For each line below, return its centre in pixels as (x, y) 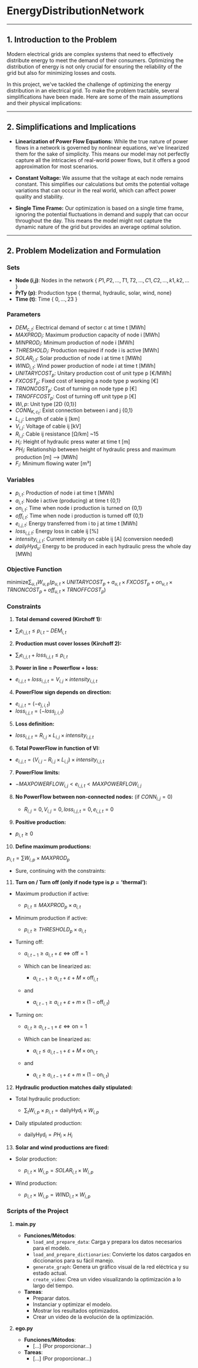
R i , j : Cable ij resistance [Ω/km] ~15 (57, 435)
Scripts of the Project (38, 1211)
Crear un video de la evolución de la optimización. (93, 1317)
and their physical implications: (44, 103)
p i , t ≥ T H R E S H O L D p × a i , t (55, 930)
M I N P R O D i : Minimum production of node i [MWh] (75, 343)
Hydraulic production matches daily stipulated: (74, 1087)
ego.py (24, 1328)
